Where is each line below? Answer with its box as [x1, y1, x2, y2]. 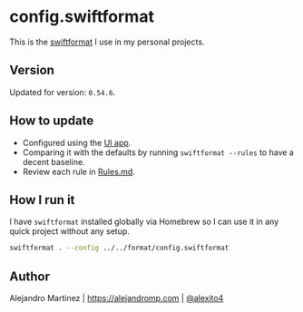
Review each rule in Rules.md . [22, 166, 136, 177]
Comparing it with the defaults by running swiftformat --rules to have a [22, 147, 295, 158]
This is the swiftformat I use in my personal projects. [9, 36, 205, 47]
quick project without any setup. [9, 226, 130, 237]
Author [9, 268, 50, 284]
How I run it [9, 192, 75, 208]
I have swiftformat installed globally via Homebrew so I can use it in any [9, 216, 279, 228]
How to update [9, 113, 94, 129]
